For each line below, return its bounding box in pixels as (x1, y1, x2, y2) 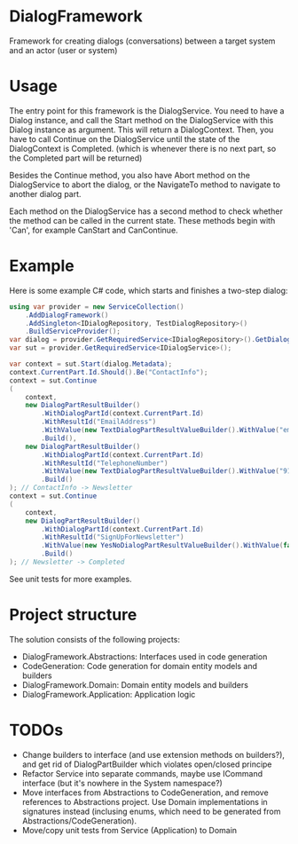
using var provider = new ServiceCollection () (9, 302, 184, 312)
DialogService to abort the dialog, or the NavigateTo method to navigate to (9, 179, 281, 190)
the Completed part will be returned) (9, 153, 143, 163)
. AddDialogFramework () (25, 311, 109, 319)
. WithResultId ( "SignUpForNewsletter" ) (41, 532, 184, 542)
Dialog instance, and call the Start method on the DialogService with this (9, 114, 274, 125)
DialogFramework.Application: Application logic (21, 689, 196, 699)
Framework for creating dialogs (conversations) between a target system (9, 35, 276, 46)
